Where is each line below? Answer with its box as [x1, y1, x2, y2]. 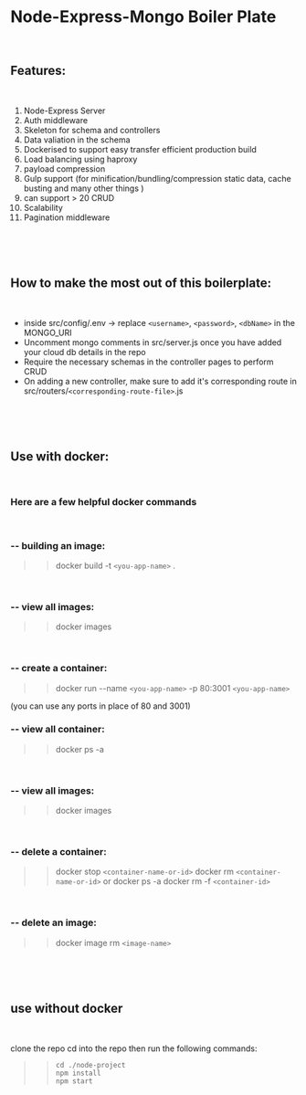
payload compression [23, 163, 106, 174]
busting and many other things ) [23, 183, 144, 194]
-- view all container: [10, 723, 105, 736]
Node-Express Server [23, 105, 106, 116]
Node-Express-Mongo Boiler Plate [10, 6, 277, 27]
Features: [10, 63, 67, 79]
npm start [55, 1076, 94, 1086]
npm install [55, 1069, 101, 1078]
